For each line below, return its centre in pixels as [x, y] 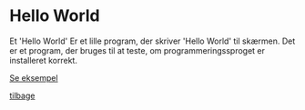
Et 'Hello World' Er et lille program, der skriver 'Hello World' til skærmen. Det [152, 41]
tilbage [22, 95]
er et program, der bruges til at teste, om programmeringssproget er [137, 50]
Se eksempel [34, 77]
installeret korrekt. [43, 60]
